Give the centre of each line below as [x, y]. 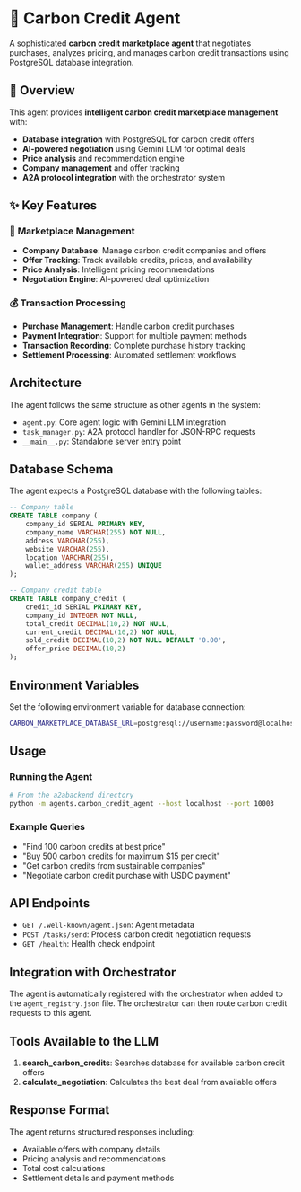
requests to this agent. [51, 1013]
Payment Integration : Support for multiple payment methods [135, 335]
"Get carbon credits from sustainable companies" [114, 865]
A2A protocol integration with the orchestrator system [124, 177]
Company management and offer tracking [101, 168]
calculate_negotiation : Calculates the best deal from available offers [150, 1082]
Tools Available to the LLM [84, 1041]
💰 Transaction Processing [68, 303]
